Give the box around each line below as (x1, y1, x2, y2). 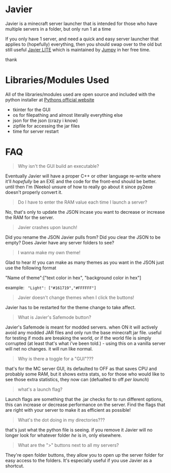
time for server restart (12, 128, 59, 134)
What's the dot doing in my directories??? (17, 417, 105, 423)
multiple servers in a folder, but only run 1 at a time (5, 26, 111, 32)
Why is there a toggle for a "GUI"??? (17, 356, 94, 362)
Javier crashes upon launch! (17, 224, 77, 230)
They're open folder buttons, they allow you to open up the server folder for (5, 452, 164, 458)
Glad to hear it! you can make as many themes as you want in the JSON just (5, 259, 164, 265)
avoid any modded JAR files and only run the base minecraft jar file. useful (5, 329, 162, 335)
